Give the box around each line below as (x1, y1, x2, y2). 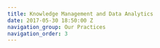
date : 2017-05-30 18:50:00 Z (7, 17, 93, 24)
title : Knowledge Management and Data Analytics (7, 10, 154, 18)
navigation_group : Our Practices (7, 23, 106, 30)
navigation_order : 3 (7, 30, 69, 37)
